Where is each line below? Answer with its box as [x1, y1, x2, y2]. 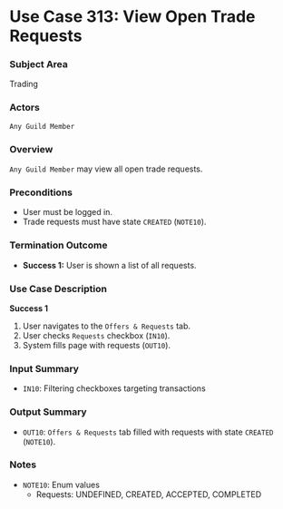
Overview [9, 142, 54, 155]
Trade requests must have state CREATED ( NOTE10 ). [22, 216, 207, 228]
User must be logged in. [22, 207, 113, 218]
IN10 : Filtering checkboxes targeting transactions [22, 383, 206, 394]
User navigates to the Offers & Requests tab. [22, 320, 191, 331]
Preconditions [9, 186, 73, 199]
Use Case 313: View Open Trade [9, 6, 256, 27]
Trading [9, 79, 39, 90]
